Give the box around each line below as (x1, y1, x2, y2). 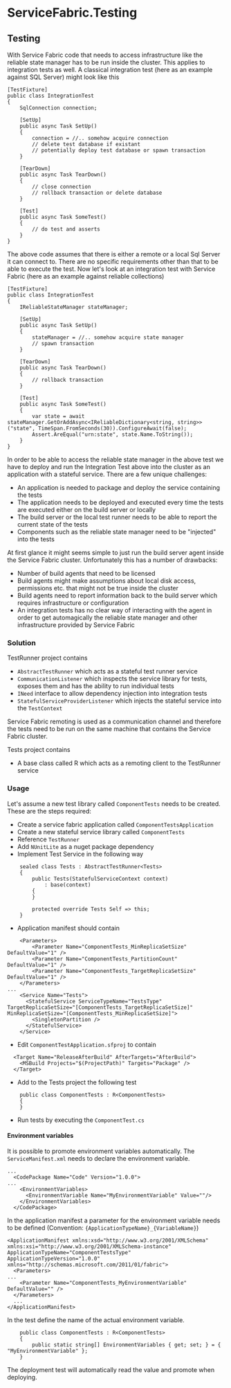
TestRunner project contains (7, 653, 88, 662)
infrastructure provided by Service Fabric (17, 621, 135, 629)
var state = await (32, 413, 85, 420)
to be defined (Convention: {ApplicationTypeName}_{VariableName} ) (7, 1223, 199, 1231)
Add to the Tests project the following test (17, 1078, 137, 1086)
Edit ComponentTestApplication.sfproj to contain (17, 1040, 157, 1048)
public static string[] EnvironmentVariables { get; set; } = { (32, 1341, 221, 1349)
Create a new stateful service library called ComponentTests (17, 827, 185, 836)
